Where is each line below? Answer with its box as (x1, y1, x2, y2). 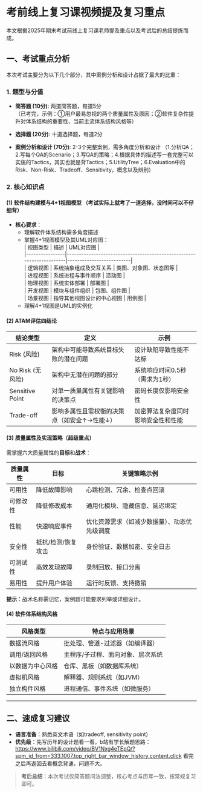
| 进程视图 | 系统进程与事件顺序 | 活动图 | (24, 272, 125, 279)
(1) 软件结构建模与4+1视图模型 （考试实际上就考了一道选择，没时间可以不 (6, 199, 189, 206)
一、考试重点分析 (6, 54, 70, 64)
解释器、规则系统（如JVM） (63, 673, 144, 682)
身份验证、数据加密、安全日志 (86, 542, 171, 551)
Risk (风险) (9, 350, 40, 359)
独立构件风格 (9, 684, 47, 692)
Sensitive (9, 387, 36, 396)
